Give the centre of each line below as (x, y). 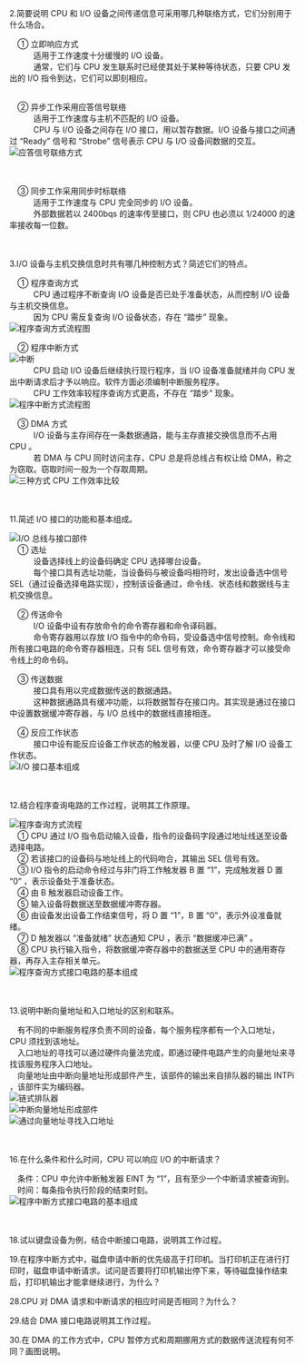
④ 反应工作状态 (48, 732)
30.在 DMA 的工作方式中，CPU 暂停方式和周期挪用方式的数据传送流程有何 (148, 1340)
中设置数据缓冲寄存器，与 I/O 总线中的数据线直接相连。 (113, 713)
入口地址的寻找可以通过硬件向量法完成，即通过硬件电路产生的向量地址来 (152, 1053)
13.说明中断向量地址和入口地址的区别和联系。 (94, 1010)
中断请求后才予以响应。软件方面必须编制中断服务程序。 (120, 381)
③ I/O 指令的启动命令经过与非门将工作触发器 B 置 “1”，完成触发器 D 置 (150, 870)
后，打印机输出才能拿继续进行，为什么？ (85, 1282)
